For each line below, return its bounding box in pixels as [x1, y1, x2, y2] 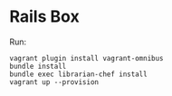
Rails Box [9, 6, 80, 27]
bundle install [9, 62, 67, 71]
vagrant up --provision [9, 77, 100, 87]
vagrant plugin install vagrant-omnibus [9, 53, 165, 62]
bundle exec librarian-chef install [9, 70, 148, 79]
